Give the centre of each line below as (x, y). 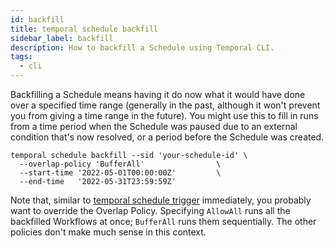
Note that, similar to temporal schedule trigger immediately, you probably (161, 200)
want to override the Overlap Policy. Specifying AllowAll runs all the (150, 210)
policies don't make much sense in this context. (108, 232)
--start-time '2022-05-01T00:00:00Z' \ (120, 173)
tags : (21, 57)
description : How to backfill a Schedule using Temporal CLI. (142, 47)
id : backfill (37, 19)
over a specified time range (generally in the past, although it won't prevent (165, 105)
